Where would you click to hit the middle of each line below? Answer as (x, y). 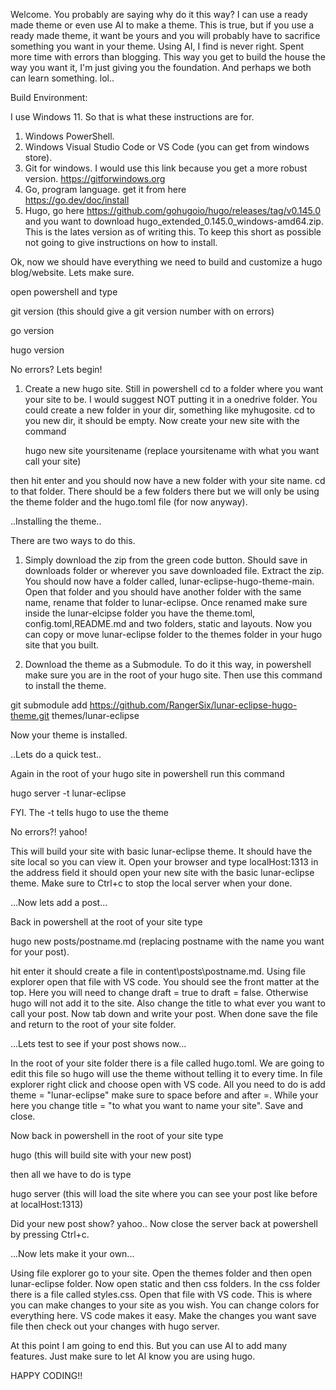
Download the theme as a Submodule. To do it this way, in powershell (168, 664)
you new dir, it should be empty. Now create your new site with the (162, 420)
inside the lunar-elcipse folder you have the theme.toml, (140, 613)
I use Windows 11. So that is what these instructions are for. (132, 117)
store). (38, 157)
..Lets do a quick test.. (56, 754)
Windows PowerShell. (69, 136)
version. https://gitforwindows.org (95, 178)
